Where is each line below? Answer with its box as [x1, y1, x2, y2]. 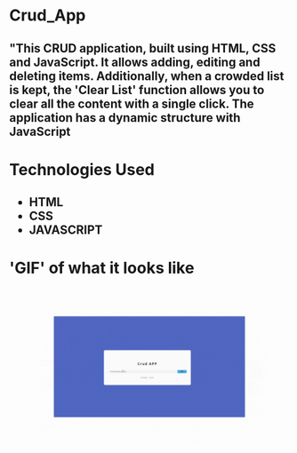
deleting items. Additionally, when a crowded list [9, 68, 285, 83]
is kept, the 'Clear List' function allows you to [9, 82, 265, 98]
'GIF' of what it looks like [9, 258, 195, 278]
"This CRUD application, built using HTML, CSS [9, 41, 277, 56]
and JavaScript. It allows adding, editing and [9, 54, 261, 69]
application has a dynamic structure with [9, 110, 241, 125]
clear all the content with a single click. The [9, 96, 255, 111]
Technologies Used [9, 159, 156, 179]
